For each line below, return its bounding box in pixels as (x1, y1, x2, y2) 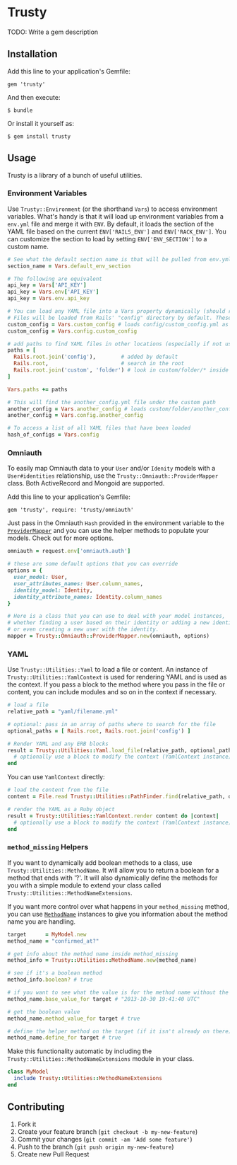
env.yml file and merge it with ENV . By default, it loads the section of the (7, 219, 214, 228)
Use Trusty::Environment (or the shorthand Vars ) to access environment (7, 205, 218, 213)
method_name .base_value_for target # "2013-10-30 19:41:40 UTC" (7, 995, 200, 1002)
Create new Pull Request (17, 1149, 90, 1158)
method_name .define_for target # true (7, 1034, 121, 1041)
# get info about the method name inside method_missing (7, 950, 178, 958)
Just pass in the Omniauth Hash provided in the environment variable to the (7, 519, 224, 527)
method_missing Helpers (7, 842, 89, 852)
